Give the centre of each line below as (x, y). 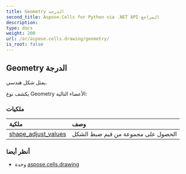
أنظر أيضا (18, 152)
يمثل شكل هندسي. (27, 82)
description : (22, 22)
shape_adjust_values (38, 134)
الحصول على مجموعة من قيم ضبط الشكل (124, 134)
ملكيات (15, 109)
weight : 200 (21, 34)
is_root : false (25, 45)
